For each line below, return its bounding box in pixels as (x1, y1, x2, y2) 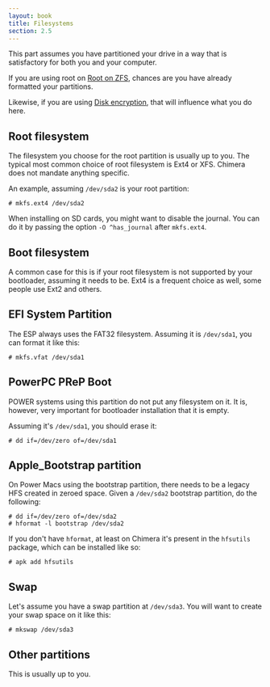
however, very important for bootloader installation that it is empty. (8, 405, 230, 415)
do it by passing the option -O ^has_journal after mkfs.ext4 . (8, 222, 207, 232)
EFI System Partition (8, 308, 113, 322)
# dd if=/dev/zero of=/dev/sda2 (8, 512, 117, 521)
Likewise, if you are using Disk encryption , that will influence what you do (8, 98, 252, 107)
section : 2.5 (8, 27, 52, 35)
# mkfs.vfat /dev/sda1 (8, 353, 85, 361)
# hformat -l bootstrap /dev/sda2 (8, 520, 125, 528)
